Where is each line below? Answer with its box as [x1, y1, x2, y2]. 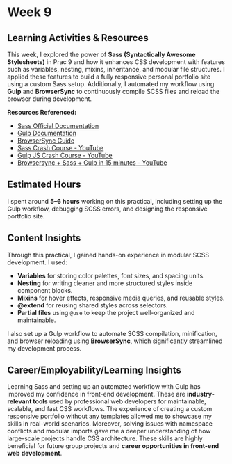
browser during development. [7, 95, 92, 103]
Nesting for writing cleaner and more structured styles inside [17, 279, 193, 287]
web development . [7, 449, 63, 458]
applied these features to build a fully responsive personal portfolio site [7, 72, 211, 81]
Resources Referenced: [7, 109, 77, 116]
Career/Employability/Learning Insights [7, 365, 182, 376]
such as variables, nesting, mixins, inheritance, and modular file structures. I [7, 65, 225, 73]
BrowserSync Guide [17, 136, 75, 145]
